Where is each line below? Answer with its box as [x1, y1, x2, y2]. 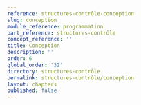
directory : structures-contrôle [7, 68, 100, 75]
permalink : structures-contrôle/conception [7, 74, 135, 82]
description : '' [7, 49, 54, 56]
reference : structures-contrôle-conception [7, 10, 135, 17]
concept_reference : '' [7, 36, 73, 43]
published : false [7, 87, 57, 94]
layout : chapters [7, 81, 57, 88]
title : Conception [7, 42, 60, 49]
